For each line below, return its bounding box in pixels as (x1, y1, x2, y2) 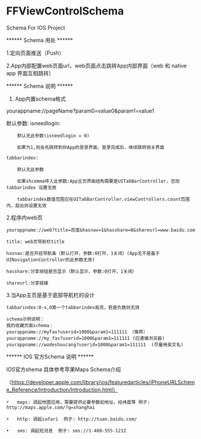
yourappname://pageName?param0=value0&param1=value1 (6, 107, 154, 114)
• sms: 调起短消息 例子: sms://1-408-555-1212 (6, 428, 127, 434)
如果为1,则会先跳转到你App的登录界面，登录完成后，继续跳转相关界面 (17, 144, 165, 150)
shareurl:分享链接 (6, 280, 49, 286)
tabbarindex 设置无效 (6, 185, 57, 191)
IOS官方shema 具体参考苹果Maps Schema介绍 (6, 366, 121, 373)
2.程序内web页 (6, 213, 43, 221)
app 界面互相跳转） (6, 69, 54, 76)
